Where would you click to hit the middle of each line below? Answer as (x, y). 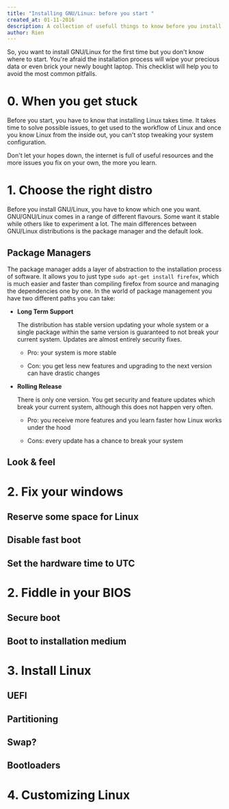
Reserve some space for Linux (73, 516)
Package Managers (49, 253)
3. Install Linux (49, 670)
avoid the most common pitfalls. (52, 74)
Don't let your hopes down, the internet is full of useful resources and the (110, 155)
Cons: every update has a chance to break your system (105, 440)
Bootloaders (34, 766)
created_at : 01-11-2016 (41, 20)
